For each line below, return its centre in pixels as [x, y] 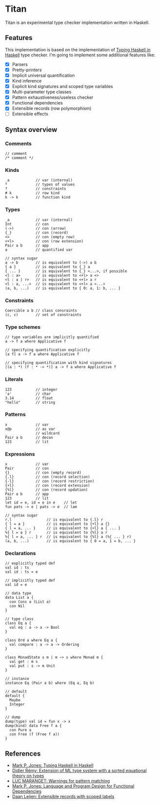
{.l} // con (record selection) [48, 477]
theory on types [28, 776]
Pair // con [27, 468]
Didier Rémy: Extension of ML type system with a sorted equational [79, 771]
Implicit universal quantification [43, 75]
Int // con [27, 224]
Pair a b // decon [29, 437]
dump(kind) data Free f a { [34, 726]
